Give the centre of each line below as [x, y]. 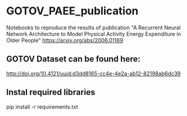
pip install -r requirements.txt [42, 106]
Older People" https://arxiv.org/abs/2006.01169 [65, 40]
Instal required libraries [51, 92]
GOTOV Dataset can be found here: [73, 59]
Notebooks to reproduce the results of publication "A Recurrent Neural [93, 28]
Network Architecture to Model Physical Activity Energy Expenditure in [94, 33]
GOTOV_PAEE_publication [72, 11]
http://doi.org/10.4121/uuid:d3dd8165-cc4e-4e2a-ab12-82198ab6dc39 [93, 74]
